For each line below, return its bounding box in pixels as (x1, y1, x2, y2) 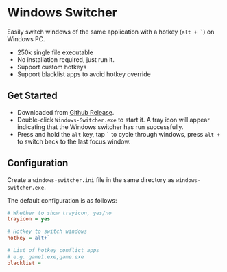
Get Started (7, 90, 58, 102)
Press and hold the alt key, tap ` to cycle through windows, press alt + (16, 130, 221, 138)
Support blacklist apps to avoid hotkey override (16, 70, 151, 78)
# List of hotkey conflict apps (7, 247, 99, 254)
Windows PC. (7, 34, 46, 43)
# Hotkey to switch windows (7, 228, 88, 235)
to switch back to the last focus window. (16, 137, 131, 146)
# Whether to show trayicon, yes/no (7, 209, 112, 216)
